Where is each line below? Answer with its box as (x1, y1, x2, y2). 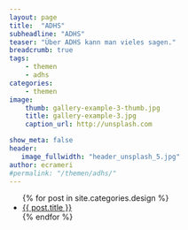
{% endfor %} (21, 211, 74, 222)
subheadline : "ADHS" (9, 29, 86, 38)
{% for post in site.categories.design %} (21, 193, 169, 203)
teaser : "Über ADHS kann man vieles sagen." (9, 37, 176, 47)
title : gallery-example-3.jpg (25, 111, 137, 120)
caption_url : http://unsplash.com (25, 120, 153, 129)
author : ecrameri (9, 160, 74, 169)
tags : (9, 54, 29, 63)
